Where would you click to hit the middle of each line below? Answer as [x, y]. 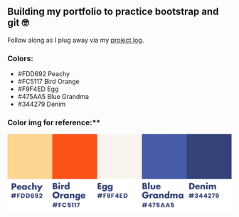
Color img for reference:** [54, 122]
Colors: [20, 58]
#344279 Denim [42, 104]
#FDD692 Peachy [43, 74]
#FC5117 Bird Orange [48, 82]
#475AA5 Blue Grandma [53, 97]
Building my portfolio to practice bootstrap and [113, 12]
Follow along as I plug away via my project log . [76, 40]
